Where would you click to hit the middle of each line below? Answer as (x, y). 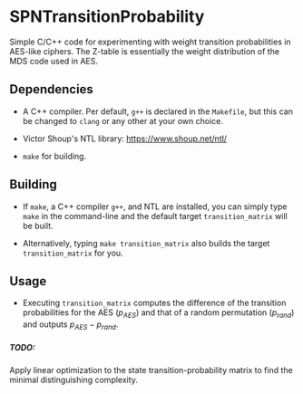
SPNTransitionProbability (107, 17)
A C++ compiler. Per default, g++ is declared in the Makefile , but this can (157, 111)
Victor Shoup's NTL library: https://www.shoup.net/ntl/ (125, 139)
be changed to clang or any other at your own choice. (123, 120)
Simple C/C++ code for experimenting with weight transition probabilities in (151, 42)
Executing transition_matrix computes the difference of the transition (154, 303)
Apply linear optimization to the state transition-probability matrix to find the (151, 370)
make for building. (54, 156)
